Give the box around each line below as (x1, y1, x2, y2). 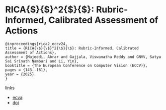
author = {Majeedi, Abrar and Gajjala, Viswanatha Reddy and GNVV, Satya (5, 54, 162, 59)
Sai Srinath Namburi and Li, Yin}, (5, 58, 79, 63)
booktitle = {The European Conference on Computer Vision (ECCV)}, (5, 63, 148, 68)
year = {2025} (5, 71, 35, 77)
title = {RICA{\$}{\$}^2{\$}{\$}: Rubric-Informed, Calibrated (5, 46, 139, 51)
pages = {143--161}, (5, 67, 48, 72)
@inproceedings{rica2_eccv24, (5, 41, 68, 46)
